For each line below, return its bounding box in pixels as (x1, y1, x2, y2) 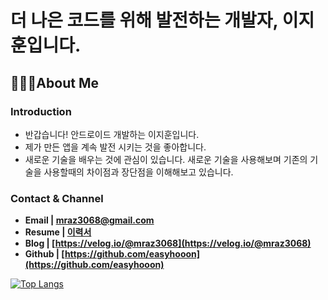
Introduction (10, 104, 72, 118)
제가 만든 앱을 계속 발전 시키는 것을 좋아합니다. (24, 141, 207, 153)
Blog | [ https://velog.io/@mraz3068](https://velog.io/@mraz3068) (24, 237, 312, 250)
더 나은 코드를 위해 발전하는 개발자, (10, 9, 279, 32)
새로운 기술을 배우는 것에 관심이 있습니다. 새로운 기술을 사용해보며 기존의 (24, 153, 308, 165)
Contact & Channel (10, 191, 104, 205)
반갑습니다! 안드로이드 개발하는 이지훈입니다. (24, 128, 200, 140)
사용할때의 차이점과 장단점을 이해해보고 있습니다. (43, 166, 234, 178)
